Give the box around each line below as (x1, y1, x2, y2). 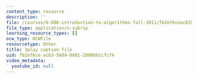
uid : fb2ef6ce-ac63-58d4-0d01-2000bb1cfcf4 (6, 52, 115, 58)
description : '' (6, 14, 46, 20)
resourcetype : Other (6, 42, 57, 48)
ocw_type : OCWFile (6, 36, 51, 42)
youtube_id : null (11, 63, 54, 69)
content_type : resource (6, 8, 65, 15)
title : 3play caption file (6, 47, 72, 53)
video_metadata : (6, 57, 46, 63)
